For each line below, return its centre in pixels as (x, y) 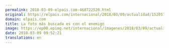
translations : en (23, 38)
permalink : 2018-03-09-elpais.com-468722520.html (58, 10)
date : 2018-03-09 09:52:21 (33, 33)
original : (16, 14)
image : (12, 28)
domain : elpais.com (26, 19)
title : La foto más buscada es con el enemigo (55, 24)
